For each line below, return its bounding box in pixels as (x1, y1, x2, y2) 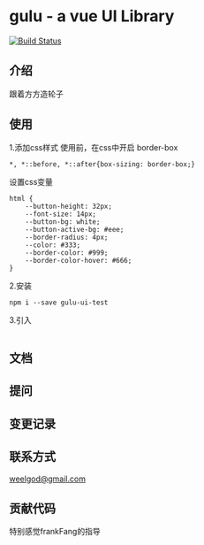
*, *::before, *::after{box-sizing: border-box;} (9, 159, 196, 169)
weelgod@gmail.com (9, 473, 87, 484)
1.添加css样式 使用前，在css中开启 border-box (9, 142, 178, 152)
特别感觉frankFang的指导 (9, 526, 101, 537)
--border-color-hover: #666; (25, 256, 132, 265)
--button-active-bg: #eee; (25, 225, 125, 234)
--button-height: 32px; (25, 202, 113, 211)
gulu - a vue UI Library (9, 6, 175, 27)
